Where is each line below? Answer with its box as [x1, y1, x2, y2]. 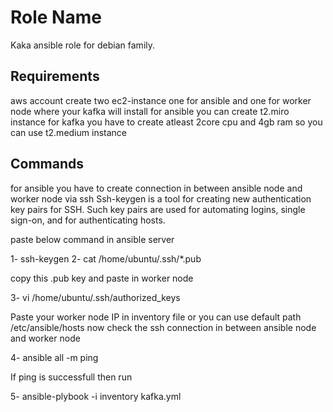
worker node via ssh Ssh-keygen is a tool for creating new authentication [10, 192, 312, 205]
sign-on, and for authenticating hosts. [10, 214, 166, 226]
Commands [10, 156, 85, 173]
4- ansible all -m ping [10, 351, 99, 363]
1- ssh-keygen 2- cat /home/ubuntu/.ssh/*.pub [10, 252, 202, 265]
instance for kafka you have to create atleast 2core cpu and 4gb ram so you [10, 116, 323, 128]
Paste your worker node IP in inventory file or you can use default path [10, 311, 302, 323]
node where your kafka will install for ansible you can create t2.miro [10, 105, 290, 117]
